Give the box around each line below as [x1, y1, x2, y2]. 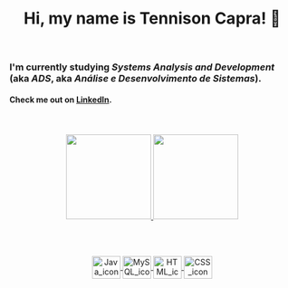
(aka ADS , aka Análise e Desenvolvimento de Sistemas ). [9, 72, 263, 84]
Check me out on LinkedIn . [9, 94, 112, 105]
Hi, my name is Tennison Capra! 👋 [24, 8, 281, 29]
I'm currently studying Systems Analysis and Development [9, 61, 275, 73]
